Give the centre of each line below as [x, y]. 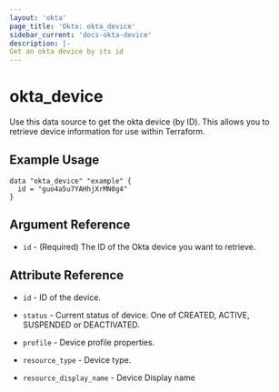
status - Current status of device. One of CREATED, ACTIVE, [136, 315]
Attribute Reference [67, 275]
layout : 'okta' [38, 18]
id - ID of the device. [62, 297]
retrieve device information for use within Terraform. [108, 132]
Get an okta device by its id [67, 52]
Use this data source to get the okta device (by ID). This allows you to [139, 122]
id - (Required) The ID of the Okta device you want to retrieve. [139, 246]
